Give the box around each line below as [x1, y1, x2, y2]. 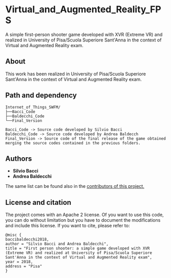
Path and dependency [5, 91, 77, 100]
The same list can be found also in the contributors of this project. [5, 183, 144, 189]
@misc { [5, 232, 22, 238]
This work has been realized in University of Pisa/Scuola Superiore [5, 71, 146, 77]
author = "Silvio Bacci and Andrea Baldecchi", [5, 242, 109, 247]
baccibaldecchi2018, [5, 237, 50, 242]
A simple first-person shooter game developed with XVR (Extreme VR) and [5, 31, 163, 37]
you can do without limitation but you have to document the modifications [5, 217, 161, 223]
